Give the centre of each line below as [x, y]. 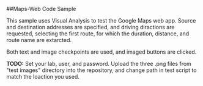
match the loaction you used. [43, 77]
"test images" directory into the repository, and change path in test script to [102, 70]
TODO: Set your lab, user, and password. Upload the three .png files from [99, 64]
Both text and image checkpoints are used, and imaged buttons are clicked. [102, 52]
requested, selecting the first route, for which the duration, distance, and [98, 34]
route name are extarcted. [39, 40]
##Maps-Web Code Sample [41, 9]
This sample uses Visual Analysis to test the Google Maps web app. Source [101, 20]
